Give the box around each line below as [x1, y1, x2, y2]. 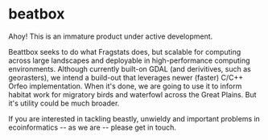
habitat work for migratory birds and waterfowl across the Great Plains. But [8, 89, 257, 99]
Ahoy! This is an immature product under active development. [8, 31, 213, 41]
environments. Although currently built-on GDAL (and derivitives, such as [8, 64, 251, 73]
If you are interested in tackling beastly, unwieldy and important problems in [8, 113, 260, 123]
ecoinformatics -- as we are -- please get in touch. [8, 122, 177, 132]
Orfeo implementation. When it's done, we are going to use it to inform [8, 81, 242, 91]
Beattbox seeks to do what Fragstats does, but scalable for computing [8, 47, 241, 56]
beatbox [8, 5, 65, 23]
